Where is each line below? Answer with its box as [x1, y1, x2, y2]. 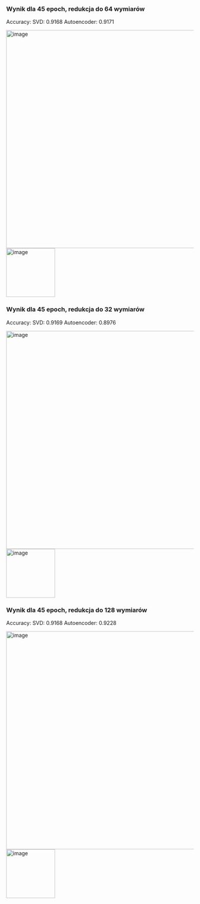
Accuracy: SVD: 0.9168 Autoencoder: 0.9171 [6, 18, 114, 26]
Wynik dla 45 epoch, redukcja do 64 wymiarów [6, 5, 145, 13]
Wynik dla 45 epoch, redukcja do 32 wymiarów [6, 305, 145, 314]
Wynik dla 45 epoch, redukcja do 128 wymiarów [6, 606, 148, 614]
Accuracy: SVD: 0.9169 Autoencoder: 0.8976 [6, 318, 116, 326]
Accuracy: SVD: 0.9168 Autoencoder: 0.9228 [6, 619, 117, 626]
